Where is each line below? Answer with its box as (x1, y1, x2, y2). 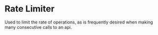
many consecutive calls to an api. (4, 24, 72, 30)
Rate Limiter (4, 3, 55, 14)
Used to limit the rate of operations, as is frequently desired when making (4, 19, 153, 25)
